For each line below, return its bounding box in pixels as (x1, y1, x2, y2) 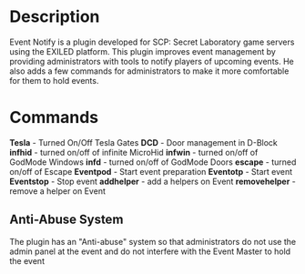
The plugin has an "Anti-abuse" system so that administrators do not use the (9, 236, 297, 247)
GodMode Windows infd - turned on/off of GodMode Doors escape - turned (9, 157, 297, 167)
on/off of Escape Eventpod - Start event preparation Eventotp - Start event (9, 166, 293, 177)
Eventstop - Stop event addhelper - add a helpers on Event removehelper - (9, 176, 296, 187)
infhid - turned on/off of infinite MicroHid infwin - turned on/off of (9, 147, 259, 157)
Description (9, 6, 100, 27)
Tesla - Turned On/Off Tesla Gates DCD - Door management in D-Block (9, 137, 278, 147)
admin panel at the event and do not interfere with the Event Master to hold (9, 246, 291, 257)
